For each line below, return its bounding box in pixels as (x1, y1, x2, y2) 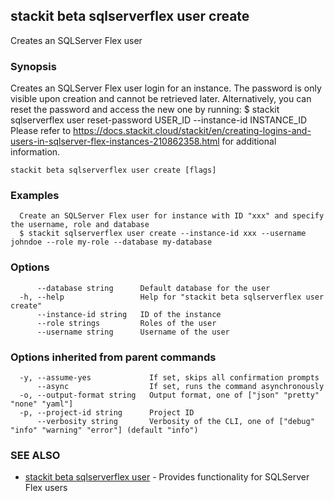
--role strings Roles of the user (36, 318, 217, 328)
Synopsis (10, 59, 57, 73)
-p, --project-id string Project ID (19, 408, 195, 418)
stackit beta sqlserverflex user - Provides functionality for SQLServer (24, 471, 310, 483)
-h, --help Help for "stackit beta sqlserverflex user (19, 292, 325, 302)
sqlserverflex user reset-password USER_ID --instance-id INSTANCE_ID (10, 114, 308, 126)
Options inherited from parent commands (10, 350, 217, 364)
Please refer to (10, 125, 72, 137)
